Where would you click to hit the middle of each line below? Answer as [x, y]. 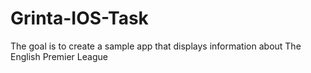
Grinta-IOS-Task [79, 18]
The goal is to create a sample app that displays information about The [156, 46]
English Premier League [59, 56]
